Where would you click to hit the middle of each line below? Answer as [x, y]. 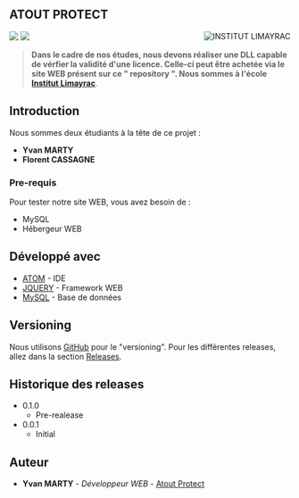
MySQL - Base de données [72, 297]
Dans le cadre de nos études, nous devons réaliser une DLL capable [159, 54]
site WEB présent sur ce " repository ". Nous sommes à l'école [149, 73]
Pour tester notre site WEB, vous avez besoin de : [100, 202]
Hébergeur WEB [52, 228]
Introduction [45, 111]
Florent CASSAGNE [58, 159]
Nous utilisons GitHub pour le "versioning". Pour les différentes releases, [143, 346]
